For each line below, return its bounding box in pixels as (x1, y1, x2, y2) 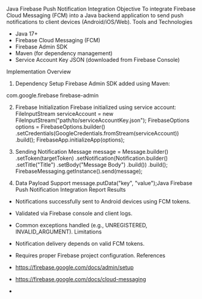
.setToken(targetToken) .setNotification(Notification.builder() (15, 154, 168, 162)
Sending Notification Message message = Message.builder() (15, 148, 169, 155)
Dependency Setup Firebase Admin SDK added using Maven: (15, 80, 170, 87)
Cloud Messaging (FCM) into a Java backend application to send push (6, 12, 184, 19)
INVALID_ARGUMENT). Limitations (15, 228, 102, 235)
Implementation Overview (6, 68, 72, 75)
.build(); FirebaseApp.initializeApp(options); (15, 136, 125, 143)
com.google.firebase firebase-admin (6, 92, 99, 99)
